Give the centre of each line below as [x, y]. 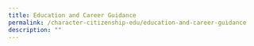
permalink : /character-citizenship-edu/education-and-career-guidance [127, 23]
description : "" [35, 30]
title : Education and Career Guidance [72, 15]
